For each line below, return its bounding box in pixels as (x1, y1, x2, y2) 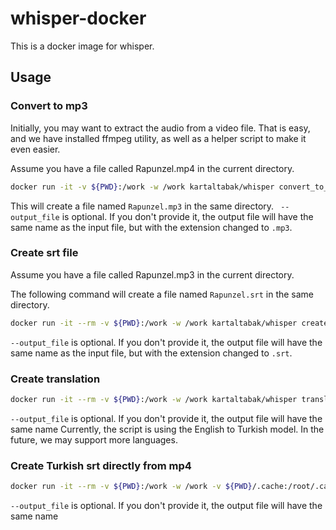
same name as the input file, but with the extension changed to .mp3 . (10, 221, 293, 233)
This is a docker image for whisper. (10, 40, 155, 52)
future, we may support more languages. (10, 433, 178, 446)
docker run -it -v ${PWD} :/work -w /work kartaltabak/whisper (10, 182, 275, 192)
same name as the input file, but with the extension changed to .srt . (10, 347, 293, 359)
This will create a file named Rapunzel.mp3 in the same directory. (10, 200, 275, 212)
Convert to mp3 (10, 99, 88, 113)
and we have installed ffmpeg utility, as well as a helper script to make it (10, 132, 307, 144)
